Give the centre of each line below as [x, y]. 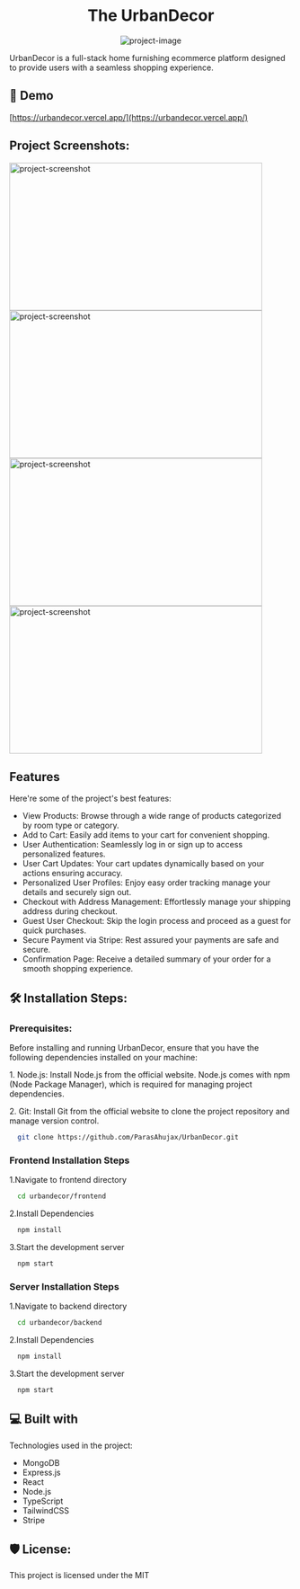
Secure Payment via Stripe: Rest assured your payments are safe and [150, 940]
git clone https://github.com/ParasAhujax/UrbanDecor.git [128, 1138]
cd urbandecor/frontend [62, 1196]
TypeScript [43, 1501]
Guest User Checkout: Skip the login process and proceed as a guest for [157, 921]
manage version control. [54, 1121]
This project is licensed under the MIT [79, 1576]
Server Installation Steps [64, 1286]
